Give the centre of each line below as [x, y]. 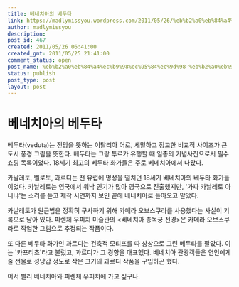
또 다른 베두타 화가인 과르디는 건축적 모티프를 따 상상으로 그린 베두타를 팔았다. [116, 244]
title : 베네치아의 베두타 [40, 14]
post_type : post [31, 80]
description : [27, 34]
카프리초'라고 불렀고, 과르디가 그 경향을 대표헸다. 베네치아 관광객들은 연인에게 [124, 252]
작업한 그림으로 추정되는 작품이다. [67, 229]
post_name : [23, 67]
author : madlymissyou [39, 27]
